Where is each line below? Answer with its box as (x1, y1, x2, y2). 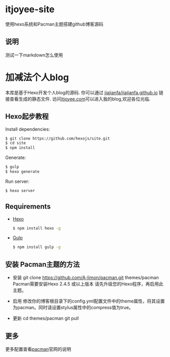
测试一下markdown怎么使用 (5, 52, 63, 58)
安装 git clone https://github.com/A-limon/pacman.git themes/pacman (12, 274, 159, 281)
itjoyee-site (5, 4, 55, 15)
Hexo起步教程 (5, 112, 49, 121)
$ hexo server (5, 188, 36, 193)
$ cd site (5, 141, 26, 146)
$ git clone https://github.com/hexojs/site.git (5, 136, 110, 141)
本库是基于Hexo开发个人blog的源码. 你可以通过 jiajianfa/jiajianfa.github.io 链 (5, 89, 164, 95)
